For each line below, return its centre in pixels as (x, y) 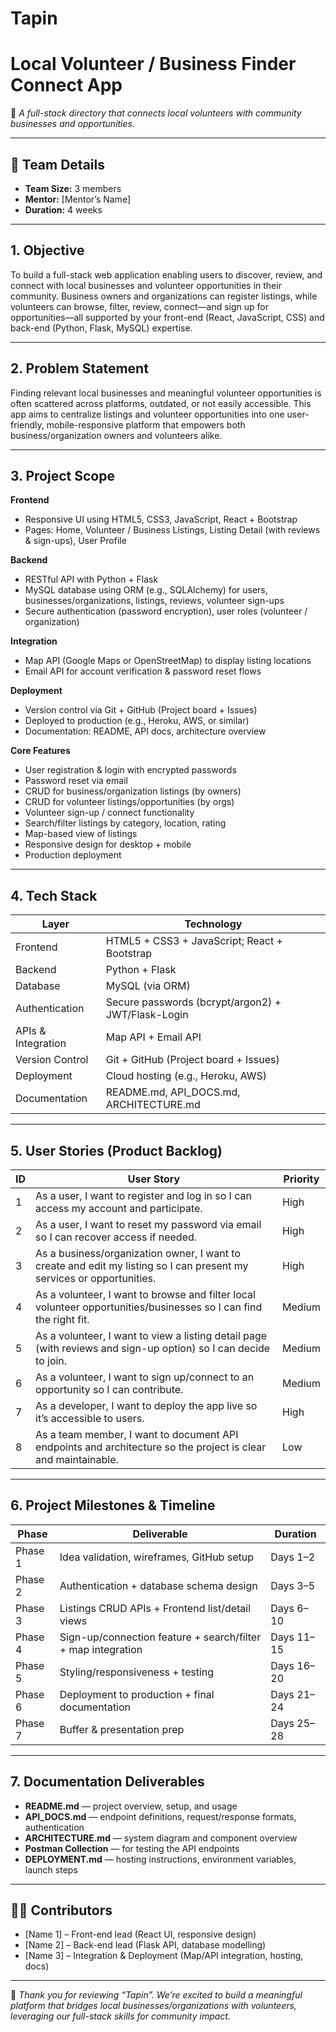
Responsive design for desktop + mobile (108, 844)
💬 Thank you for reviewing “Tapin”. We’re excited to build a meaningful (156, 1995)
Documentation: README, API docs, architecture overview (145, 731)
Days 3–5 (293, 1585)
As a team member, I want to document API (137, 1434)
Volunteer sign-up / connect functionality (109, 813)
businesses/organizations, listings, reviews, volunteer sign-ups (154, 601)
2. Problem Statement (79, 368)
